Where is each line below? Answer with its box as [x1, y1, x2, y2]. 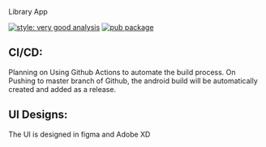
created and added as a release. [8, 84, 116, 94]
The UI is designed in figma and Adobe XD [8, 129, 151, 139]
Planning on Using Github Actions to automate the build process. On [8, 67, 237, 77]
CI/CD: [8, 46, 43, 60]
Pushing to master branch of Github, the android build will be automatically [8, 76, 258, 86]
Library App [8, 7, 49, 16]
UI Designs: [8, 108, 68, 122]
